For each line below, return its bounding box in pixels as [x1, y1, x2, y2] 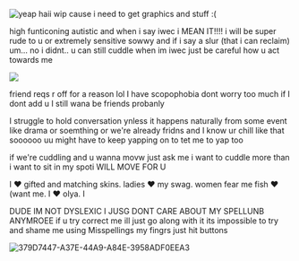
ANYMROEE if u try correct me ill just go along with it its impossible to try [9, 215, 279, 226]
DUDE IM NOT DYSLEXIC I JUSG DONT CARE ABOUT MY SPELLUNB [9, 206, 265, 216]
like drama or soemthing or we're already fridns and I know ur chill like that [9, 126, 285, 135]
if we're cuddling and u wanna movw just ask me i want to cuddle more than [9, 152, 290, 162]
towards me [9, 55, 54, 65]
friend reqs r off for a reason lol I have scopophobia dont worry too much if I [9, 89, 291, 99]
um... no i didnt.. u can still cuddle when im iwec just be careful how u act [9, 45, 280, 56]
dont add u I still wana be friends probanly [9, 99, 166, 109]
